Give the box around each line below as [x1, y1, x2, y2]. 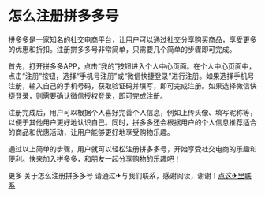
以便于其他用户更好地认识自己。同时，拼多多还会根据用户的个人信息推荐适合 [8, 117, 257, 127]
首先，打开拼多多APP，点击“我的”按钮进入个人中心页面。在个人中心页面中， [8, 61, 256, 71]
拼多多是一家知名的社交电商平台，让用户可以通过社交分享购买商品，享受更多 [8, 35, 257, 44]
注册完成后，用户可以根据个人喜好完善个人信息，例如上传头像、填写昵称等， [8, 107, 257, 117]
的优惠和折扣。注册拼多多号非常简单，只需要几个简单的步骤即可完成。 [8, 44, 237, 54]
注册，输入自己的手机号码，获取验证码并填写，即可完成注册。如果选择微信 [8, 80, 250, 91]
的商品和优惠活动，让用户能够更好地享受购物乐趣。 [8, 127, 174, 136]
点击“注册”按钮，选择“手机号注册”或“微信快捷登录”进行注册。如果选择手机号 [8, 71, 255, 80]
